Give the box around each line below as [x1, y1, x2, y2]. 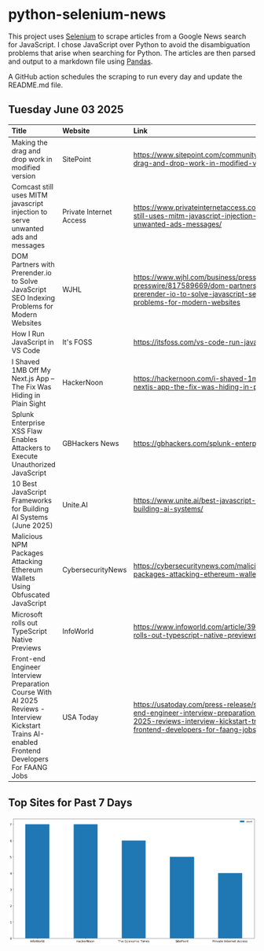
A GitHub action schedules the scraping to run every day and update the [8, 72, 243, 81]
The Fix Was [11, 382, 52, 391]
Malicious [11, 532, 43, 541]
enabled [11, 737, 38, 746]
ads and [11, 232, 38, 241]
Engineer [11, 662, 41, 672]
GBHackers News [62, 439, 119, 448]
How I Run [11, 329, 45, 339]
